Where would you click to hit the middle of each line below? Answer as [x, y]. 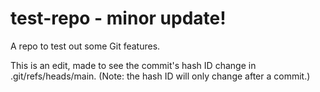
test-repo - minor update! [118, 18]
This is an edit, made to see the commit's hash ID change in [133, 65]
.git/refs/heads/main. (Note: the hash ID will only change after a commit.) [160, 76]
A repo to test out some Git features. [85, 46]
